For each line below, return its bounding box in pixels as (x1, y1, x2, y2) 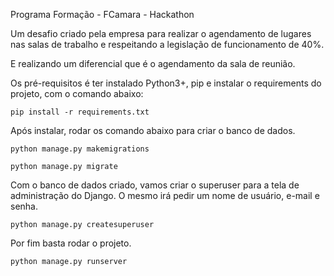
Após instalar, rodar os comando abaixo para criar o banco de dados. (10, 125, 296, 136)
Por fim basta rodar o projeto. (10, 237, 132, 249)
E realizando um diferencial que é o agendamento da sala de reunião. (10, 58, 296, 69)
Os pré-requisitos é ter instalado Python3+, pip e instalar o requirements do (10, 77, 322, 89)
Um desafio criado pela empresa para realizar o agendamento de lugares (10, 28, 312, 39)
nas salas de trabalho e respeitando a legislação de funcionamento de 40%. (10, 39, 325, 50)
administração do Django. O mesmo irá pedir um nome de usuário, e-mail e (10, 190, 320, 201)
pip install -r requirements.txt (10, 107, 150, 117)
